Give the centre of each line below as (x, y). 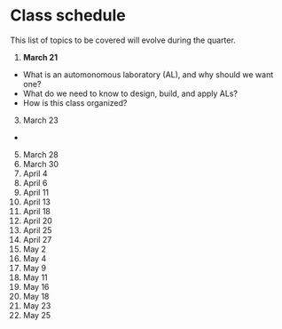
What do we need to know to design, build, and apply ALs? (130, 93)
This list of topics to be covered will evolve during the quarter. (123, 40)
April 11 (36, 192)
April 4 (35, 173)
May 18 (36, 296)
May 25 (37, 315)
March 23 (40, 120)
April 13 (37, 202)
